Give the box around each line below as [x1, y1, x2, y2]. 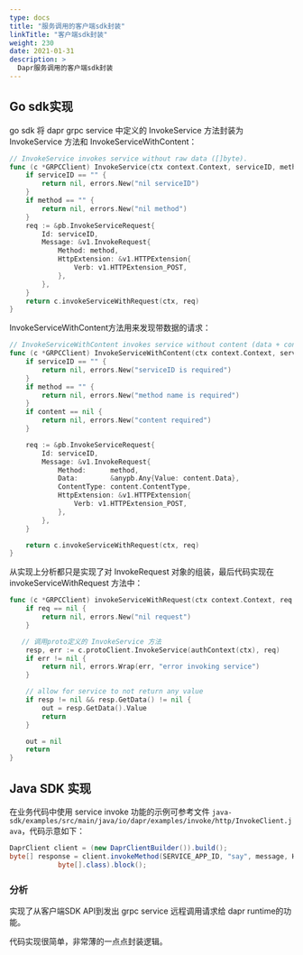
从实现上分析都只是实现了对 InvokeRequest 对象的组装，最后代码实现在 [9, 566, 275, 577]
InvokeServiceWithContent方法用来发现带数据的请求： [9, 322, 212, 334]
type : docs [9, 13, 50, 23]
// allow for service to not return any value [25, 687, 204, 696]
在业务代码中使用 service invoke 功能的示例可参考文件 [9, 806, 210, 817]
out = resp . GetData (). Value [41, 703, 147, 712]
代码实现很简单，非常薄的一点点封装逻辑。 [9, 935, 168, 947]
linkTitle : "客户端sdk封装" [9, 30, 108, 39]
